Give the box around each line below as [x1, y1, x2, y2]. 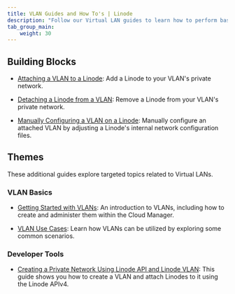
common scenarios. [17, 232, 75, 240]
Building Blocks [7, 55, 77, 67]
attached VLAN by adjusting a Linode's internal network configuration [17, 124, 219, 132]
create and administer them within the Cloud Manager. [17, 211, 175, 219]
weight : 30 [20, 29, 52, 37]
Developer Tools [7, 249, 64, 259]
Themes [7, 151, 44, 163]
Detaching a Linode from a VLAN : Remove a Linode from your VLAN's [17, 95, 219, 104]
